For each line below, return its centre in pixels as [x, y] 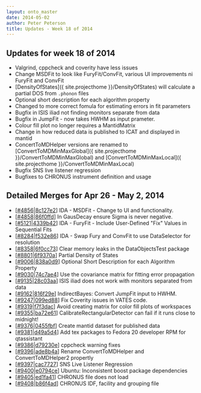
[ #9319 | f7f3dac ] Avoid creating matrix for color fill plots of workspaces [103, 306]
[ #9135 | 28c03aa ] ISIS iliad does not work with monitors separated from [104, 281]
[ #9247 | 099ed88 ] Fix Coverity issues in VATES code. [81, 300]
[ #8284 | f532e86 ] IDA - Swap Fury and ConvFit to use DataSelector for [103, 235]
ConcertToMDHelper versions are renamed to [71, 145]
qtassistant [29, 338]
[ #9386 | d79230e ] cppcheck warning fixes [68, 345]
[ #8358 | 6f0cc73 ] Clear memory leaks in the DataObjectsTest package [102, 249]
